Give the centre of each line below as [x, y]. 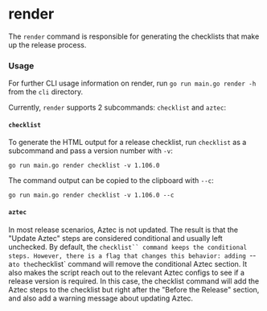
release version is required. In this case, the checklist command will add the [134, 281]
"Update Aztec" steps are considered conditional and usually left [115, 238]
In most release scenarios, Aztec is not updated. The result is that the [123, 230]
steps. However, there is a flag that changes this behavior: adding [127, 256]
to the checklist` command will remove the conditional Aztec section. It [129, 263]
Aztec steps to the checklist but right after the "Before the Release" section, [134, 289]
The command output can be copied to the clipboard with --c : [111, 180]
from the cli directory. [45, 92]
